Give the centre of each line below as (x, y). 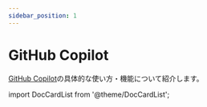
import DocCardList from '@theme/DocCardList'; (89, 94)
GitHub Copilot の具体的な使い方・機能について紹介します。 (106, 78)
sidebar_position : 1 (43, 16)
